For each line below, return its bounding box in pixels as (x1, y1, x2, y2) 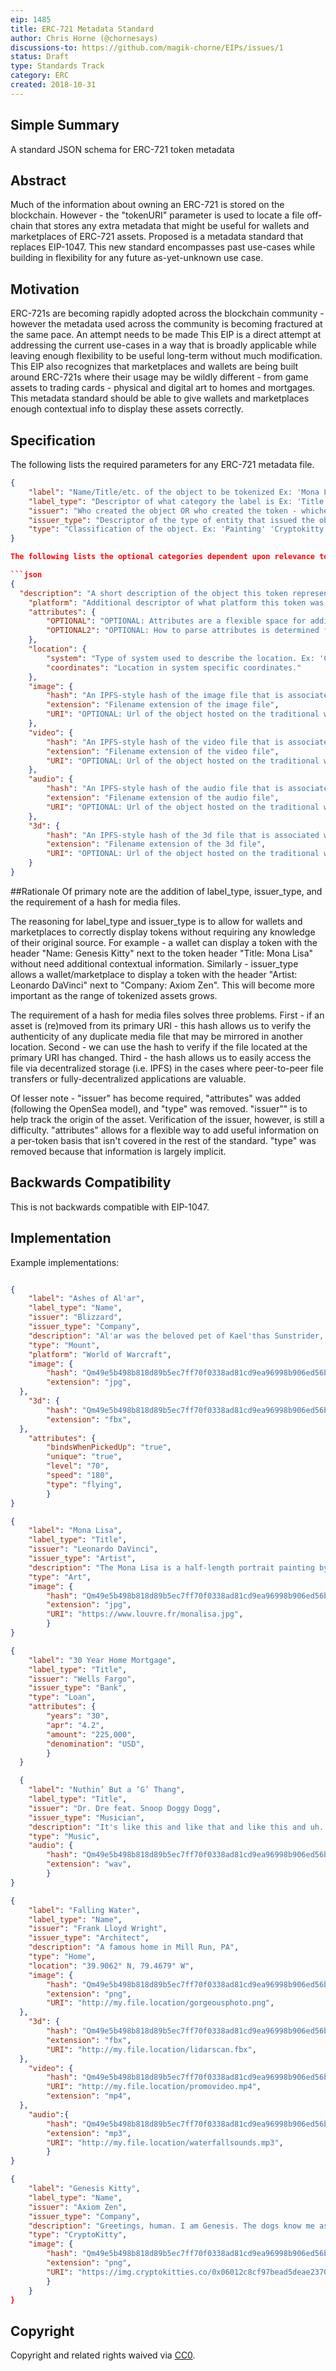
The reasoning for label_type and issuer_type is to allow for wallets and (10, 915, 303, 927)
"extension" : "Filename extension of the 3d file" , (46, 839, 267, 850)
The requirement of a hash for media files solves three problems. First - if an (10, 1009, 325, 1021)
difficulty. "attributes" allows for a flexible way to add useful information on (10, 1124, 319, 1136)
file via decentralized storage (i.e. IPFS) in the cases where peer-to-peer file (10, 1062, 324, 1074)
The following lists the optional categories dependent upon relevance (10, 552, 315, 562)
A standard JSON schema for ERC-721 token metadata (10, 143, 235, 155)
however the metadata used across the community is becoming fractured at (10, 318, 323, 330)
